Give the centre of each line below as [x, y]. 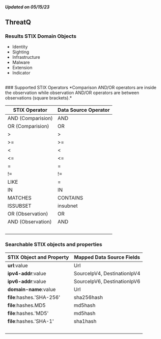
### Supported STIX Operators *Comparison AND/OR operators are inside [81, 88]
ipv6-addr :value [27, 281]
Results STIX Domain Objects [41, 36]
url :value [18, 266]
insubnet [68, 206]
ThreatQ [18, 22]
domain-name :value [32, 289]
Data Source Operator [84, 110]
